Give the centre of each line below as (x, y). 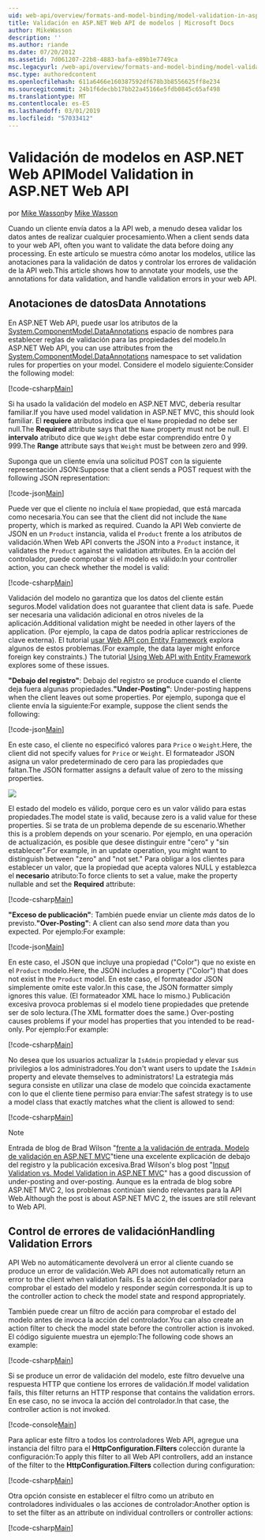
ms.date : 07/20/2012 (42, 52)
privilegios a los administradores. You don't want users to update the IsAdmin (132, 1068)
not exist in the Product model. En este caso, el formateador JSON (116, 979)
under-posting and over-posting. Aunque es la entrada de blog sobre (120, 1181)
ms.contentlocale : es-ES (49, 104)
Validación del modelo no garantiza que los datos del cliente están (116, 598)
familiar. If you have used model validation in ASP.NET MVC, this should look (131, 412)
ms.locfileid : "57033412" (50, 119)
